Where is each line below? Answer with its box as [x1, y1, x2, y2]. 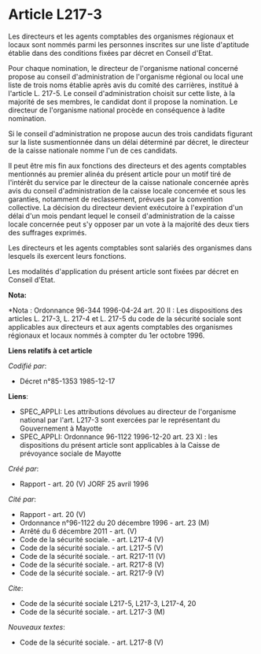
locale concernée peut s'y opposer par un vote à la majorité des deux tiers [8, 219, 250, 229]
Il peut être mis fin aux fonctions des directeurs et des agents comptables [8, 161, 247, 170]
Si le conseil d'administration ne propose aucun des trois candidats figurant [8, 128, 253, 139]
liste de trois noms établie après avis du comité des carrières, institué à [8, 80, 238, 90]
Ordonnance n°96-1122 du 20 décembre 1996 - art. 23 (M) [19, 518, 210, 527]
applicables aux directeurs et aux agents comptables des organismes [8, 322, 233, 331]
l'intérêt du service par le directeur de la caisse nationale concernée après [8, 177, 249, 187]
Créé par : [8, 464, 39, 473]
